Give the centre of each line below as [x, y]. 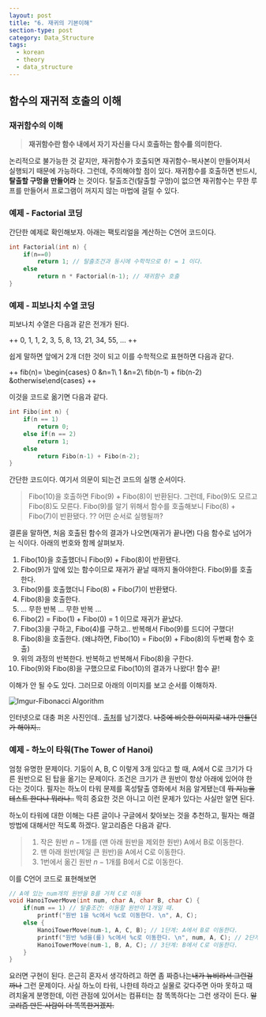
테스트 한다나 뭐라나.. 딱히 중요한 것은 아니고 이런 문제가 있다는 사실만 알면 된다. [132, 798]
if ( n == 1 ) [41, 419]
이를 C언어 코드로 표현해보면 [53, 878]
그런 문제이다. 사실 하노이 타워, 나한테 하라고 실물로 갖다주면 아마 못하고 [134, 985]
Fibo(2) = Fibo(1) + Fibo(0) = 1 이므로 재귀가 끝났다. [102, 619]
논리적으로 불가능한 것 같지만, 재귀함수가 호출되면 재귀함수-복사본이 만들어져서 [130, 161]
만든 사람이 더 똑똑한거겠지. [72, 1005]
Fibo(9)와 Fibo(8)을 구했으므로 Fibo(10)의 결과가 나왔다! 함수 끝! [120, 669]
